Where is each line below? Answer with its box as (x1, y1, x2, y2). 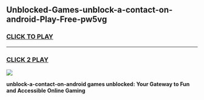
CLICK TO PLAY (6, 33, 53, 41)
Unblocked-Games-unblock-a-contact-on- (6, 5, 173, 15)
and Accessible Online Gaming (6, 87, 86, 94)
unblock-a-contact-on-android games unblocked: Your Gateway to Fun (6, 80, 190, 87)
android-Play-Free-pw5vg (6, 15, 107, 25)
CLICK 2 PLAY (6, 55, 49, 64)
